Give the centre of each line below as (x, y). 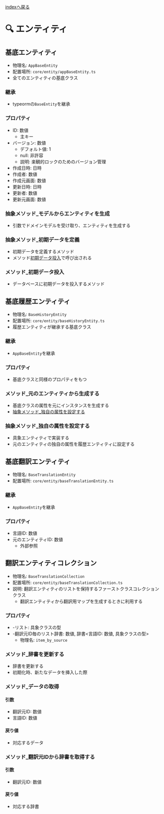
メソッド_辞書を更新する (35, 654)
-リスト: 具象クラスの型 (37, 627)
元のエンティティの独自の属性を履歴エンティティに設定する (73, 444)
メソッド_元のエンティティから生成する (52, 393)
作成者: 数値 (25, 174)
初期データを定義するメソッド (43, 252)
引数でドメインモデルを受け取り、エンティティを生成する (71, 225)
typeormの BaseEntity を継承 (41, 104)
